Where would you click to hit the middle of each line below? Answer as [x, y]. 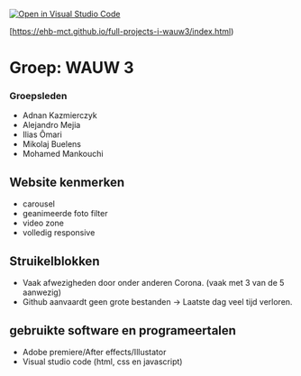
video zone [43, 223]
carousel [39, 204]
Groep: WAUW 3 [72, 68]
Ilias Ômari [42, 134]
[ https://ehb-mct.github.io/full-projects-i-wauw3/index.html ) [122, 31]
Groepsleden [38, 96]
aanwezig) [41, 292]
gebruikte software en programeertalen [123, 330]
